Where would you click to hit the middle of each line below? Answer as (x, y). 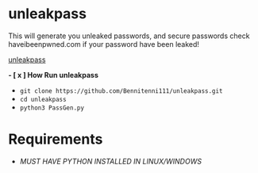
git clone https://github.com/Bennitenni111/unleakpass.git (121, 91)
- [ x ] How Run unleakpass (54, 75)
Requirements (56, 139)
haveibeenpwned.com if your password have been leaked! (104, 44)
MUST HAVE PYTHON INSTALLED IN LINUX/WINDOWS (111, 161)
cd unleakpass (43, 99)
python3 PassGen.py (52, 108)
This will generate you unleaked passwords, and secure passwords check (129, 36)
